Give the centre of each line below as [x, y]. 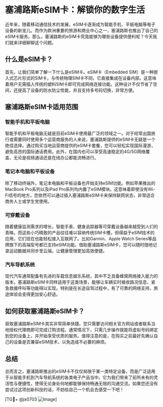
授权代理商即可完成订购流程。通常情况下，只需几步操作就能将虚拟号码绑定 [83, 330]
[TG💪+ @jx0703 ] [31, 399]
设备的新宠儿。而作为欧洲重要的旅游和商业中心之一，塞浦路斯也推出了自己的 [81, 30]
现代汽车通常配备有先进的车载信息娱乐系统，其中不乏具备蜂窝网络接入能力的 [81, 276]
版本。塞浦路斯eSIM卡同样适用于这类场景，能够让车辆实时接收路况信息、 [78, 282]
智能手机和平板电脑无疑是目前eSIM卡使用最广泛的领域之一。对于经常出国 [78, 134]
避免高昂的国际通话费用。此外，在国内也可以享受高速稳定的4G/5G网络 [75, 152]
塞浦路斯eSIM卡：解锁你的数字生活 [75, 10]
